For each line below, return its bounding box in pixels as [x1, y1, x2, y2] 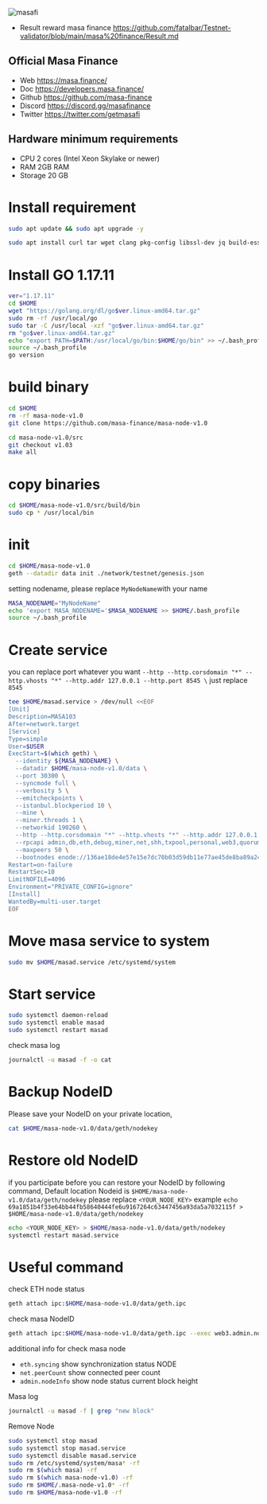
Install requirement [8, 198, 137, 216]
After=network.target [8, 720, 80, 728]
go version [8, 351, 44, 360]
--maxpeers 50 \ [15, 846, 69, 854]
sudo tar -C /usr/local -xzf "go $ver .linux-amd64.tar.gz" [8, 321, 204, 329]
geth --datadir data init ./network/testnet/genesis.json [8, 569, 204, 577]
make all [8, 448, 37, 457]
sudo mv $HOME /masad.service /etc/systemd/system [8, 958, 176, 966]
